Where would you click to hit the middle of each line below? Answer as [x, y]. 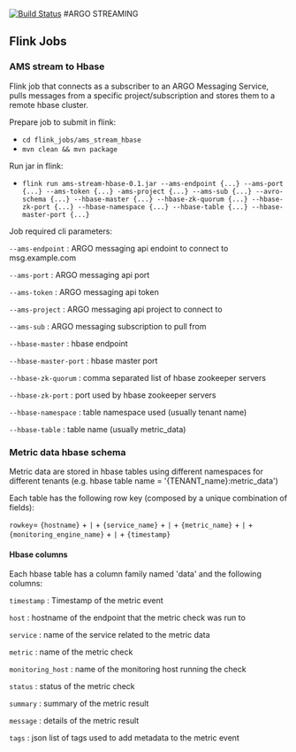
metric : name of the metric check [71, 652]
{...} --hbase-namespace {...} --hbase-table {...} [151, 207]
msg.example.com [43, 258]
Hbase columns [38, 554]
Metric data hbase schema [68, 452]
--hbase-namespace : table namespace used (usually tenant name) [128, 412]
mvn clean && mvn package [69, 149]
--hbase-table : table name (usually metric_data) [98, 429]
